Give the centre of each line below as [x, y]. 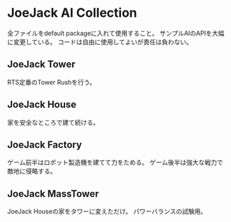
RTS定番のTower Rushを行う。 [51, 82]
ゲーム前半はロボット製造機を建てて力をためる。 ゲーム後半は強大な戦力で [115, 162]
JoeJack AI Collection [72, 13]
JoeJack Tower [41, 64]
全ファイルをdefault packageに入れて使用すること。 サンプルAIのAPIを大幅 [116, 33]
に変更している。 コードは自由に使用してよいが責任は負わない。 [100, 42]
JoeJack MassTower [53, 194]
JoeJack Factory [45, 145]
